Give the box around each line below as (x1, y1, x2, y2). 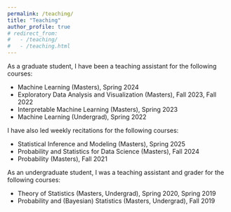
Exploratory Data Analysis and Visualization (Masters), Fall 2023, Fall (17, 90, 216, 99)
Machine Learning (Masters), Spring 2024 (17, 83, 139, 91)
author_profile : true (7, 23, 71, 30)
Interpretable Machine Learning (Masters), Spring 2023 (17, 106, 178, 113)
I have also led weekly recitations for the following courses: (7, 127, 179, 134)
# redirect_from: (7, 29, 58, 37)
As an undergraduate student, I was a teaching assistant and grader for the (7, 169, 225, 176)
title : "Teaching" (7, 17, 61, 24)
